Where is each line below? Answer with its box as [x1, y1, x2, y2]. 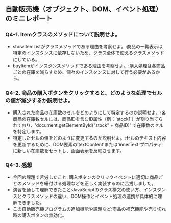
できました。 [17, 200, 44, 206]
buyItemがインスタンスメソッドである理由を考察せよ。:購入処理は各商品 [12, 63, 165, 69]
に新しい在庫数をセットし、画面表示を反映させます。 [12, 147, 125, 154]
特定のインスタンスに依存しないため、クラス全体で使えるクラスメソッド [12, 50, 165, 56]
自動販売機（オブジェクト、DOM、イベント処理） [5, 5, 162, 14]
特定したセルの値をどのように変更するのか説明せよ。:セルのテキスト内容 [12, 134, 166, 141]
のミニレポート [5, 14, 53, 23]
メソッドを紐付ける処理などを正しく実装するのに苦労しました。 [21, 180, 156, 187]
